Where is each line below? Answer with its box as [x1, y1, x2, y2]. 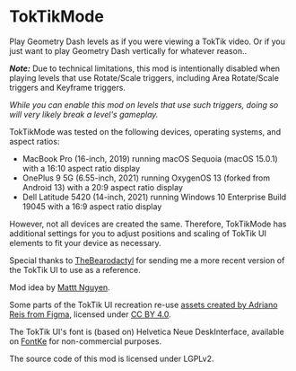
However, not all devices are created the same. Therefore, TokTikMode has [9, 218, 287, 229]
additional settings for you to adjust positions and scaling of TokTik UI [9, 227, 267, 239]
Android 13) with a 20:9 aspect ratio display [22, 181, 184, 192]
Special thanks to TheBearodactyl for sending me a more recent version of [9, 254, 285, 266]
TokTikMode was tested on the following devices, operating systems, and [9, 126, 281, 137]
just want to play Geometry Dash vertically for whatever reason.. [9, 45, 248, 56]
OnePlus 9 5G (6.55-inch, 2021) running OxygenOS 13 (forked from [22, 172, 271, 183]
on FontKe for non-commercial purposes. [9, 335, 162, 347]
